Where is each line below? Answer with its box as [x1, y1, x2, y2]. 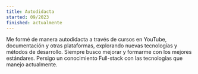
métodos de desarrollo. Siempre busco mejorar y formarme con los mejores [6, 49, 192, 56]
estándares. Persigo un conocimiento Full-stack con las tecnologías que [6, 54, 183, 62]
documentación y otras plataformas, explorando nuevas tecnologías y [6, 42, 177, 49]
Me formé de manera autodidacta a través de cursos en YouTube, [6, 36, 167, 43]
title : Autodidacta [6, 8, 55, 15]
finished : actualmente [6, 20, 62, 25]
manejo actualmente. [6, 61, 58, 68]
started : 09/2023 [6, 14, 49, 20]
